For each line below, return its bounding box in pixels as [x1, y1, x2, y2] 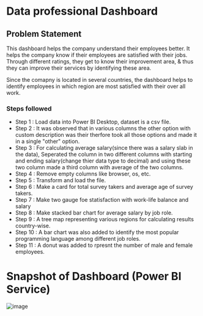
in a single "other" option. [15, 138, 80, 145]
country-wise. [15, 222, 51, 230]
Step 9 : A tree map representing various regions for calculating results [15, 216, 194, 223]
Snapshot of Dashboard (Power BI [6, 270, 182, 284]
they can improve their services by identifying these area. [6, 64, 152, 72]
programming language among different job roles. [15, 235, 141, 243]
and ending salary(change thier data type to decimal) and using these [15, 157, 191, 164]
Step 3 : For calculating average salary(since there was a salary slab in [15, 144, 194, 152]
